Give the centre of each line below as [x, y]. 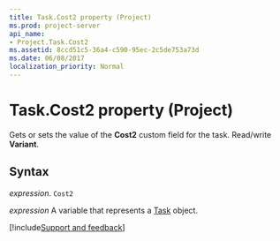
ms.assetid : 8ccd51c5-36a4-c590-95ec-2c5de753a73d [104, 50]
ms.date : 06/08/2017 [47, 58]
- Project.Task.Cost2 [49, 42]
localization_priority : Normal [67, 67]
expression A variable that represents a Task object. [104, 210]
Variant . [24, 144]
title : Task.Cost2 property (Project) [80, 17]
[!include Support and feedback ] [67, 227]
